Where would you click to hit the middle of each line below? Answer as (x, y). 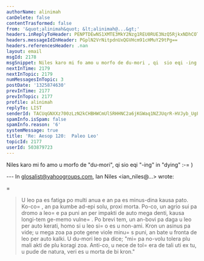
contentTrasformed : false (39, 23)
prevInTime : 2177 (28, 91)
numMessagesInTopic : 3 (35, 80)
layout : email (24, 52)
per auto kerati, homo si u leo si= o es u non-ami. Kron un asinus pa (106, 226)
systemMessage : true (32, 130)
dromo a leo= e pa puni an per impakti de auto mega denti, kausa (103, 212)
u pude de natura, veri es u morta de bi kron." (78, 251)
